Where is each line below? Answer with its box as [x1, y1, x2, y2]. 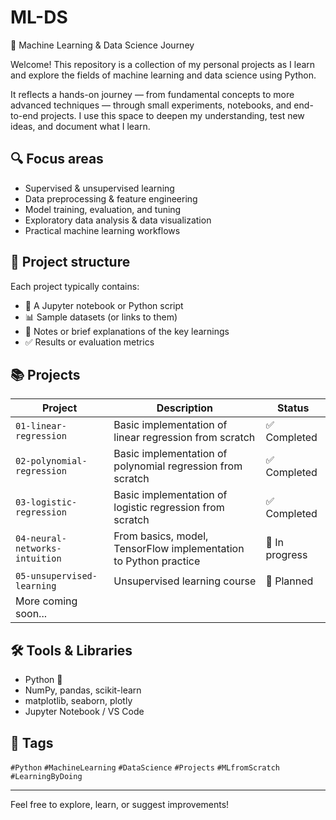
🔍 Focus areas [10, 151, 104, 168]
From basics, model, [113, 529, 209, 543]
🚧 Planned [265, 574, 314, 588]
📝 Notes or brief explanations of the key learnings [24, 325, 230, 337]
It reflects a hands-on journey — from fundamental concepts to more [10, 88, 295, 100]
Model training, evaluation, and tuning [24, 203, 182, 215]
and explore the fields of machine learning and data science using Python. [10, 69, 317, 81]
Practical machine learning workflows [24, 224, 181, 236]
